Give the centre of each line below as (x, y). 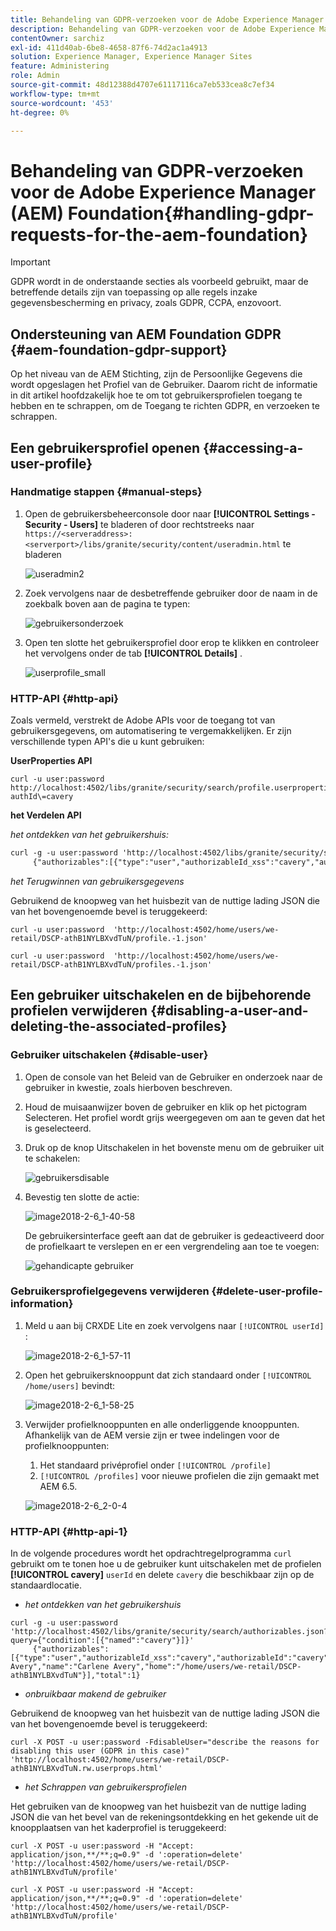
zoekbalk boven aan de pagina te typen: (107, 603)
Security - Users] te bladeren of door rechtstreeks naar (139, 524)
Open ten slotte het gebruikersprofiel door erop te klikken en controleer (172, 642)
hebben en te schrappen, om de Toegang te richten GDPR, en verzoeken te (165, 406)
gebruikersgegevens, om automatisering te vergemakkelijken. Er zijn (151, 731)
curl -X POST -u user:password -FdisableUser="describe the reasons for (165, 1742)
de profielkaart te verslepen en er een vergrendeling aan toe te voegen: (172, 1246)
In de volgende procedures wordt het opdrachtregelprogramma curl (151, 1553)
